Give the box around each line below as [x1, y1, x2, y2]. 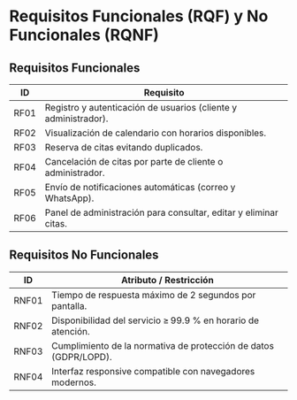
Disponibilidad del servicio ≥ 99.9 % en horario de [51, 314, 259, 327]
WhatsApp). [44, 192, 95, 204]
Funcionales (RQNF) [9, 25, 159, 45]
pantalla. [51, 299, 88, 312]
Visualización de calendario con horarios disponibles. [44, 127, 267, 139]
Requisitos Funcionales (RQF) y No [9, 6, 269, 27]
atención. [51, 325, 90, 337]
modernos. [51, 376, 97, 388]
